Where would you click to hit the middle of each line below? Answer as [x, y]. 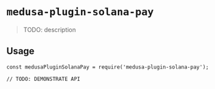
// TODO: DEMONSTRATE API [43, 79]
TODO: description [50, 29]
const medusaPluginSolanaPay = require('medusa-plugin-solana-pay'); [108, 67]
